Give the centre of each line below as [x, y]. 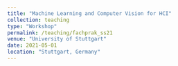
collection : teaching [38, 20]
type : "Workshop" [32, 26]
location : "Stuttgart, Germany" [54, 52]
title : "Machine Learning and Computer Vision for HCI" [89, 13]
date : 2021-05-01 [32, 45]
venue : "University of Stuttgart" [57, 39]
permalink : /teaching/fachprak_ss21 [60, 33]
